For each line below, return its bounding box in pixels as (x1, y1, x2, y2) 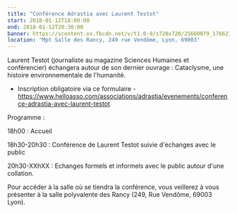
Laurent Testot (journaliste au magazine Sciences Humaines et (7, 56, 189, 64)
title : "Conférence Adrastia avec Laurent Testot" (7, 10, 159, 18)
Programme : (7, 114, 45, 122)
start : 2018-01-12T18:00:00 (7, 17, 90, 24)
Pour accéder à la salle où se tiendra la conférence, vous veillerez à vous (7, 183, 220, 191)
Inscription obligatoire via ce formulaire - (17, 85, 136, 93)
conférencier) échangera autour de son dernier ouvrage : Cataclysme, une (7, 63, 224, 72)
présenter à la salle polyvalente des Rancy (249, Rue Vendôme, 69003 (7, 190, 213, 199)
